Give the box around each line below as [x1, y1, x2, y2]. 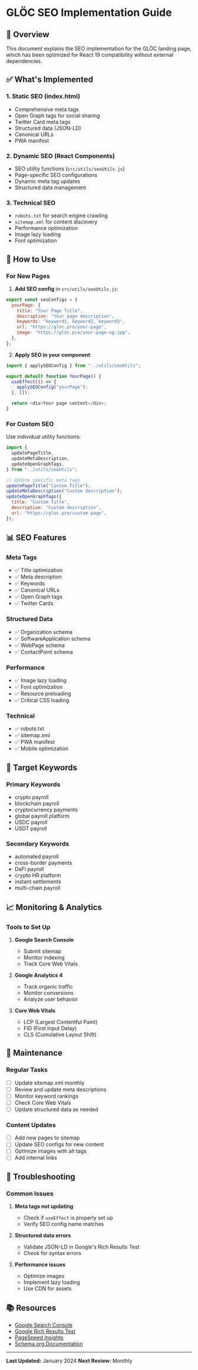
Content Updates [6, 1121, 56, 1129]
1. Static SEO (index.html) [6, 92, 81, 100]
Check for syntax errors [23, 1250, 81, 1257]
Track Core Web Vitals [23, 960, 78, 967]
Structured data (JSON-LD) [14, 124, 81, 132]
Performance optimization [14, 225, 78, 232]
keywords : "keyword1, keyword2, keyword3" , [16, 318, 126, 324]
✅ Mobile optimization [14, 745, 69, 752]
